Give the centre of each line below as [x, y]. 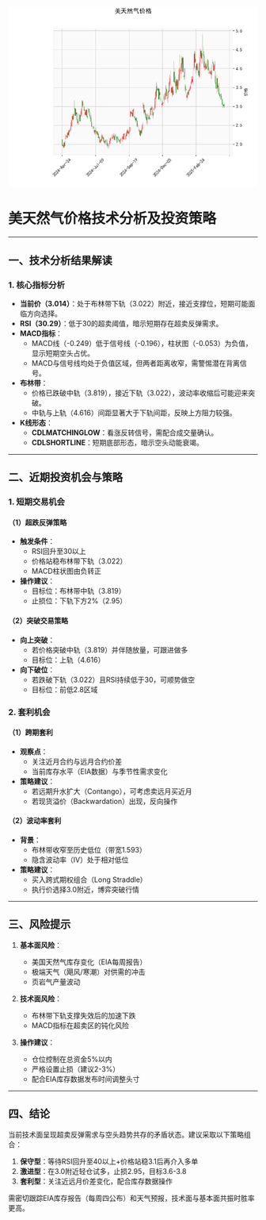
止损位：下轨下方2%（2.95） [79, 601]
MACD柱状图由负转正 [66, 572]
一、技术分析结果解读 [60, 260]
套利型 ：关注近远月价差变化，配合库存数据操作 [96, 1181]
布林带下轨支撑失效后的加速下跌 [84, 1015]
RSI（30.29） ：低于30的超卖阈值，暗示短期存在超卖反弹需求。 [121, 323]
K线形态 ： [36, 422]
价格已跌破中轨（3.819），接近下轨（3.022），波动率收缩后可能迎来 [140, 393]
